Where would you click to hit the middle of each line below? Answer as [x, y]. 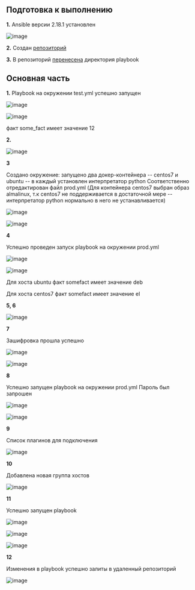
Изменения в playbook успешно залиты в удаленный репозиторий [91, 568]
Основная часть [38, 79]
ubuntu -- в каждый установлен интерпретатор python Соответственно [98, 181]
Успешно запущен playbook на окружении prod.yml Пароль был [88, 387]
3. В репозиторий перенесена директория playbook [73, 59]
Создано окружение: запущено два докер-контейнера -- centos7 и [92, 175]
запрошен [19, 394]
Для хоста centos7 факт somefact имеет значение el [73, 293]
